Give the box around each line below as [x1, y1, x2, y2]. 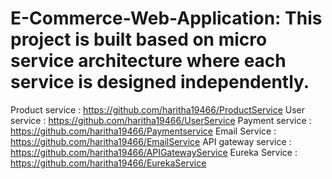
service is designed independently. [10, 71, 310, 94]
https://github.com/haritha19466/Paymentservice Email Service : [10, 125, 277, 137]
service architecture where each [10, 50, 287, 72]
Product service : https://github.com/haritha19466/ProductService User [10, 103, 306, 116]
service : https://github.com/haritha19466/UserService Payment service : [10, 114, 312, 126]
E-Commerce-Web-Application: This [10, 7, 323, 30]
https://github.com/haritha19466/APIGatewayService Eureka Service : [10, 146, 298, 158]
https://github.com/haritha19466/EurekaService [10, 157, 207, 169]
